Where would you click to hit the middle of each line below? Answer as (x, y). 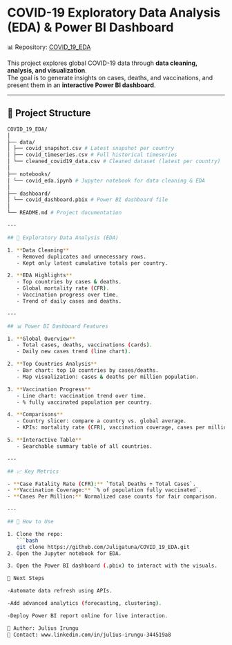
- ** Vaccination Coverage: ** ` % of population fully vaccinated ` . (105, 490)
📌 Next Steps (26, 579)
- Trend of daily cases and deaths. (69, 301)
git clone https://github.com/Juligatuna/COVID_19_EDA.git (103, 547)
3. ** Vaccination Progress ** (49, 389)
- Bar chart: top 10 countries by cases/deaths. (87, 371)
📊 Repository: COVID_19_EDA (49, 47)
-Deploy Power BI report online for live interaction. (88, 616)
